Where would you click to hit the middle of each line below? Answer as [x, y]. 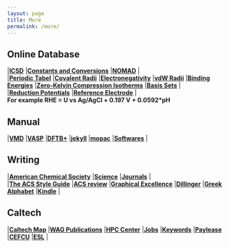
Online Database [44, 54]
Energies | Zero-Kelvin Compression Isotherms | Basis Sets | [94, 85]
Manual [23, 122]
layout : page [26, 13]
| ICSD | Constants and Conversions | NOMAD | [74, 71]
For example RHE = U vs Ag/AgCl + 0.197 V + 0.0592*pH [89, 100]
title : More [24, 20]
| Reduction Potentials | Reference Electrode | [72, 93]
